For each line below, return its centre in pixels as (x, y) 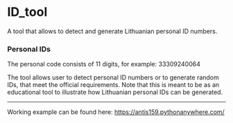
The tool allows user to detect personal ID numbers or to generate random (113, 77)
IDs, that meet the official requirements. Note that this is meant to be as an (113, 85)
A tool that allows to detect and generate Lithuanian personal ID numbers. (112, 31)
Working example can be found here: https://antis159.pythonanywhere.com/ (116, 112)
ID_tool (27, 12)
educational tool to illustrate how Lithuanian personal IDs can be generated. (115, 92)
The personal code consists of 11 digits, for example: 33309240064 (104, 64)
